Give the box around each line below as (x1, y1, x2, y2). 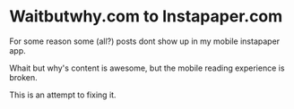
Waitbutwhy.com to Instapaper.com (9, 6, 283, 27)
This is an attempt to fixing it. (9, 89, 117, 100)
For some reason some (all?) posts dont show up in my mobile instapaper (9, 36, 281, 46)
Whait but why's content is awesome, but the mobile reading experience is (9, 63, 285, 73)
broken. (9, 71, 38, 82)
